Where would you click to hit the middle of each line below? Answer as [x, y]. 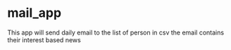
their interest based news [44, 39]
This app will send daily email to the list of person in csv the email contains [115, 32]
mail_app [35, 13]
